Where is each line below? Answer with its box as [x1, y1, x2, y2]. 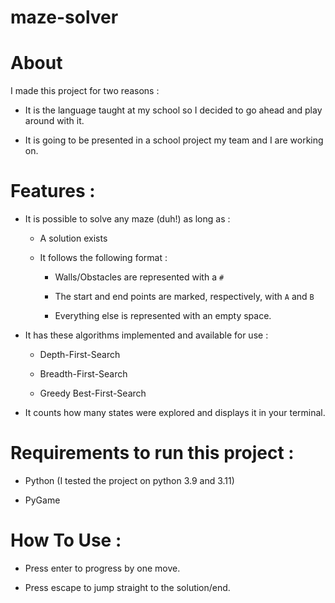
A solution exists [39, 232, 108, 245]
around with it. [24, 115, 85, 127]
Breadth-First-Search [39, 368, 128, 380]
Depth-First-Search [39, 349, 121, 361]
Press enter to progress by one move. [24, 562, 181, 574]
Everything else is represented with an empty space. [54, 310, 272, 322]
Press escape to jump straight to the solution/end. [24, 581, 231, 593]
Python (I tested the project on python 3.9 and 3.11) [24, 475, 235, 486]
